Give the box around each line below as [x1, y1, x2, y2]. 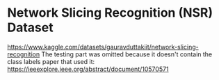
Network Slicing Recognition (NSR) [7, 5, 213, 21]
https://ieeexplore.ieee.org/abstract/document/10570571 [7, 65, 169, 73]
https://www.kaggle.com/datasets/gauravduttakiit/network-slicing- [7, 42, 200, 51]
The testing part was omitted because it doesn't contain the [41, 50, 213, 58]
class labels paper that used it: [7, 57, 95, 65]
